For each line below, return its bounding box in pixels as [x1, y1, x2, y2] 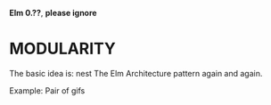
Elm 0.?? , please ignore [9, 8, 97, 18]
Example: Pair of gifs [9, 85, 86, 96]
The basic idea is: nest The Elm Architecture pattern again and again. [9, 68, 263, 78]
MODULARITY [9, 39, 116, 59]
